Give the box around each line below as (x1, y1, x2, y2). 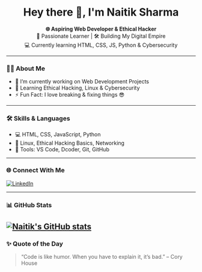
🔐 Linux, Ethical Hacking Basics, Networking (14, 139, 125, 147)
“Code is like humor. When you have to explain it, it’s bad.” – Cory (20, 253, 183, 261)
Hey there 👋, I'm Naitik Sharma (23, 5, 179, 19)
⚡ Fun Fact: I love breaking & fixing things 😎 (14, 91, 125, 98)
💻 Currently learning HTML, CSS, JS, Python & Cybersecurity (24, 41, 178, 49)
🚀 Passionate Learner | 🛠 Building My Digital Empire (36, 32, 166, 40)
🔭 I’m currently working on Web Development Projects (14, 78, 149, 85)
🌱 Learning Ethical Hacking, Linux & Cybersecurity (14, 84, 140, 92)
